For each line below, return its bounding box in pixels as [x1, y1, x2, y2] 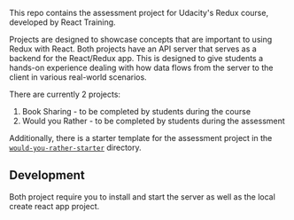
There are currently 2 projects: [9, 89, 121, 99]
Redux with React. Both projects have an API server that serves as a [9, 43, 257, 54]
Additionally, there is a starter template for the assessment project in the [9, 133, 273, 143]
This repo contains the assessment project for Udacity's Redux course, [9, 8, 268, 18]
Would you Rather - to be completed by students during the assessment [21, 115, 285, 126]
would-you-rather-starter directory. [9, 142, 142, 153]
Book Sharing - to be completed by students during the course [21, 106, 251, 116]
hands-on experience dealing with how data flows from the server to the [9, 62, 274, 73]
